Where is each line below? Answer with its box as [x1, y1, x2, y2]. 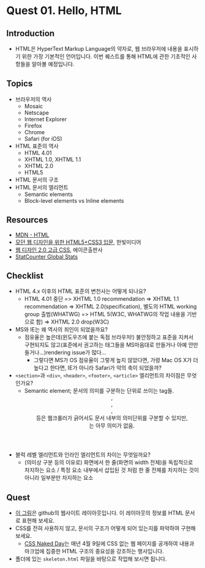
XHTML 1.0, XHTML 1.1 [24, 156, 81, 163]
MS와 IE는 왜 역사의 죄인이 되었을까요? [15, 326, 108, 333]
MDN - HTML [15, 231, 50, 238]
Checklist [6, 271, 44, 281]
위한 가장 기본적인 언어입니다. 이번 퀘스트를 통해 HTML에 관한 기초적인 [21, 53, 191, 60]
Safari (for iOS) [24, 135, 62, 142]
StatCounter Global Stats [15, 252, 78, 260]
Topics [6, 78, 33, 89]
